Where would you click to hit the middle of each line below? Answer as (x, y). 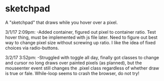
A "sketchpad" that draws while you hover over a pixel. (62, 22)
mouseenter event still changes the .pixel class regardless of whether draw (82, 68)
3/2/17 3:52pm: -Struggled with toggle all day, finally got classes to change (82, 57)
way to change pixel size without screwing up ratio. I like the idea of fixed (81, 42)
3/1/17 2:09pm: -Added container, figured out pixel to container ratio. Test (81, 32)
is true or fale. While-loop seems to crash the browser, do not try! (72, 73)
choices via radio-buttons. (32, 48)
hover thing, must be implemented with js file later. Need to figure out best (82, 37)
